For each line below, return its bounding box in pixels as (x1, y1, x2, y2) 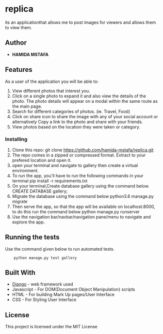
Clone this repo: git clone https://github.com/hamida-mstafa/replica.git (12, 147, 154, 153)
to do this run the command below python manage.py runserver (12, 208, 140, 214)
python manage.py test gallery (14, 255, 77, 260)
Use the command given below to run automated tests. (5, 246, 115, 252)
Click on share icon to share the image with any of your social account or (12, 113, 159, 119)
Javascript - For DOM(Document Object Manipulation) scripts (12, 286, 135, 292)
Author (5, 39, 27, 47)
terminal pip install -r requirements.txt (12, 178, 88, 184)
